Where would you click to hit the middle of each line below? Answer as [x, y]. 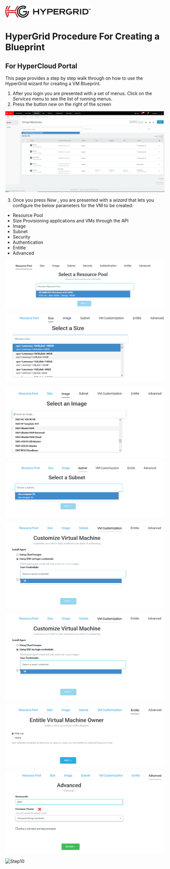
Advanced [23, 253]
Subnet [20, 232]
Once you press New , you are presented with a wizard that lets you [83, 200]
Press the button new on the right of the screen [62, 104]
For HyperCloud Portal [41, 66]
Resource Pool [28, 215]
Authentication [28, 242]
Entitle [19, 248]
